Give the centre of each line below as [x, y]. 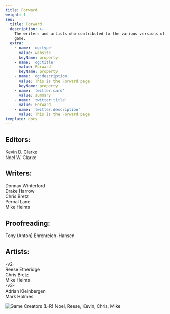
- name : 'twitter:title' [41, 100]
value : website [35, 53]
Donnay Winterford [25, 186]
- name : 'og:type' [34, 48]
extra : [17, 43]
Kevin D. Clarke [21, 152]
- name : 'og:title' [35, 62]
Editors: [18, 140]
